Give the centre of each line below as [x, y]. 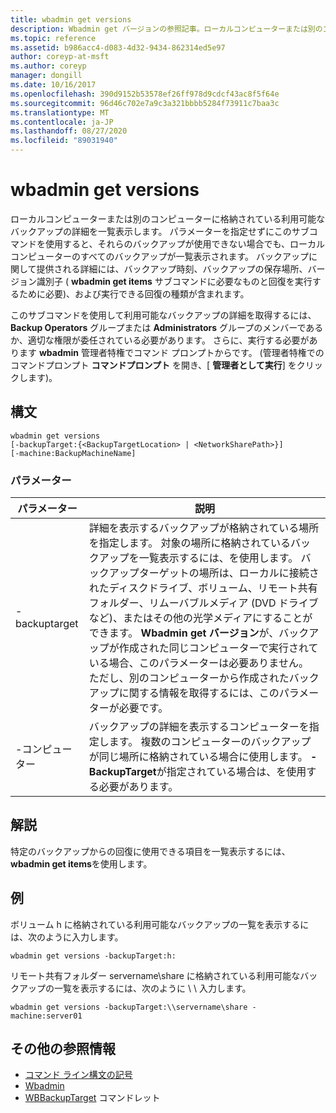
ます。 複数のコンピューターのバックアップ [210, 742]
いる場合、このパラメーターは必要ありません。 [198, 663]
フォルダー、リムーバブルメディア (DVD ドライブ [203, 603]
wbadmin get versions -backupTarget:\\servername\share [129, 1007]
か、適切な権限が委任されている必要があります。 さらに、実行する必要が [160, 340]
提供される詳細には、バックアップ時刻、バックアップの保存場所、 [172, 268]
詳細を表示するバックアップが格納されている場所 [204, 528]
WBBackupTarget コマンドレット [92, 1098]
